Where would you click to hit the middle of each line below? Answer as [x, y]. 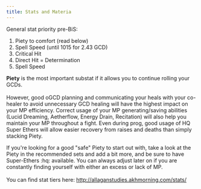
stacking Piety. [25, 136]
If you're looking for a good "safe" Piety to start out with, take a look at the [99, 147]
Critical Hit [28, 53]
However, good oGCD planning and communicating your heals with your [96, 97]
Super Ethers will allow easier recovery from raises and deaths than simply [99, 129]
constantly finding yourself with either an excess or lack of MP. [85, 167]
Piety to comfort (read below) [52, 40]
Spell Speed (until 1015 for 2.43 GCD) [61, 47]
